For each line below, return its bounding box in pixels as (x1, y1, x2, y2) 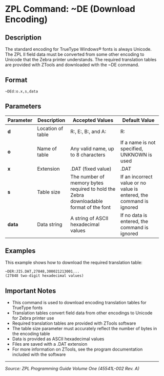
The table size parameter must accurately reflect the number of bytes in (12, 326, 157, 332)
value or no (120, 179, 146, 186)
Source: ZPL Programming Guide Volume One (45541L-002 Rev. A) (5, 366, 140, 372)
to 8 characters (70, 151, 106, 158)
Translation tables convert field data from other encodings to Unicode (12, 310, 153, 316)
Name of (37, 145, 57, 152)
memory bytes (70, 179, 104, 186)
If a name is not (120, 139, 156, 146)
